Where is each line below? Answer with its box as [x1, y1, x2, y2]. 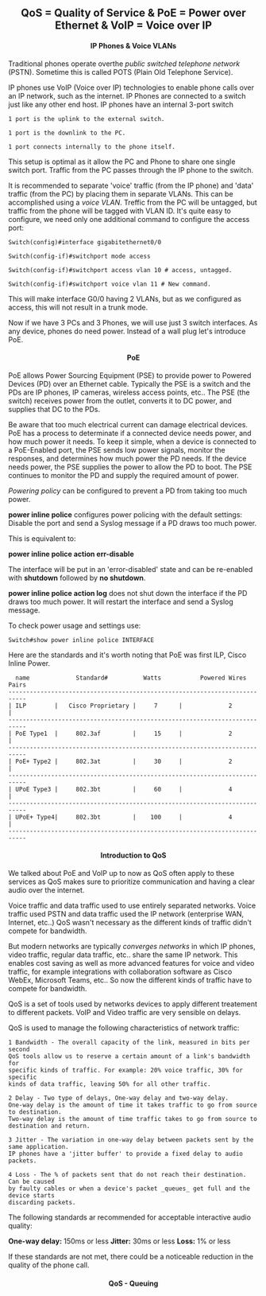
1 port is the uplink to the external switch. [8, 115, 165, 123]
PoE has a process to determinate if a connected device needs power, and [8, 428, 252, 438]
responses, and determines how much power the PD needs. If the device [8, 453, 247, 463]
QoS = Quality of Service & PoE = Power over [21, 6, 246, 20]
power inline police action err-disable [8, 549, 134, 558]
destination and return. [8, 1122, 91, 1130]
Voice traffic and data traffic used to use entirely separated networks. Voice [8, 901, 256, 910]
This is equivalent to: [8, 533, 77, 543]
